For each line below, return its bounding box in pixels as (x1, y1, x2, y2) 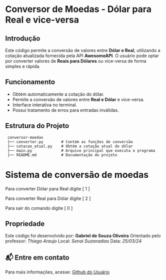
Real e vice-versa (5, 14, 79, 26)
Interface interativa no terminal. (12, 102, 77, 108)
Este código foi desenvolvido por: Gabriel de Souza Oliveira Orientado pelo (5, 233, 161, 239)
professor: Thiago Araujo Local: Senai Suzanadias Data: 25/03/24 (5, 238, 142, 244)
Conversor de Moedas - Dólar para (5, 4, 151, 15)
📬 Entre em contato (5, 253, 69, 261)
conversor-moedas (7, 135, 43, 140)
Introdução (5, 34, 40, 43)
